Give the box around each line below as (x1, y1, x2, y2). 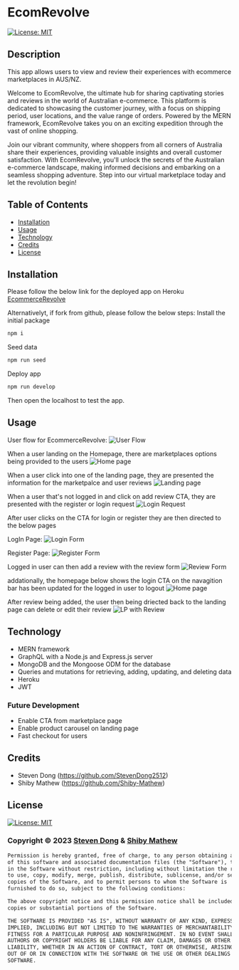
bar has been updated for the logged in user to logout (7, 584, 165, 592)
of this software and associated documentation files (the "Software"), (7, 858, 228, 865)
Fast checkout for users (17, 731, 87, 740)
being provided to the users (7, 457, 89, 465)
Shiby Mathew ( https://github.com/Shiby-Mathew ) (17, 779, 165, 787)
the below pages (7, 521, 57, 529)
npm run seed (7, 357, 46, 364)
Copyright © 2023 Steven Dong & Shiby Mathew (7, 835, 178, 845)
